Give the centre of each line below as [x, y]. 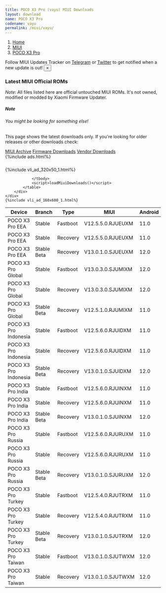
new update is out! [24, 68]
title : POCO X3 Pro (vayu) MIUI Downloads [49, 10]
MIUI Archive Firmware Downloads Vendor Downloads [61, 151]
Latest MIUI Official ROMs [37, 82]
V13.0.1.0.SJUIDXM [107, 371]
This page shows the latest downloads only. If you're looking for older [76, 137]
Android [149, 212]
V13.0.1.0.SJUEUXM [108, 252]
